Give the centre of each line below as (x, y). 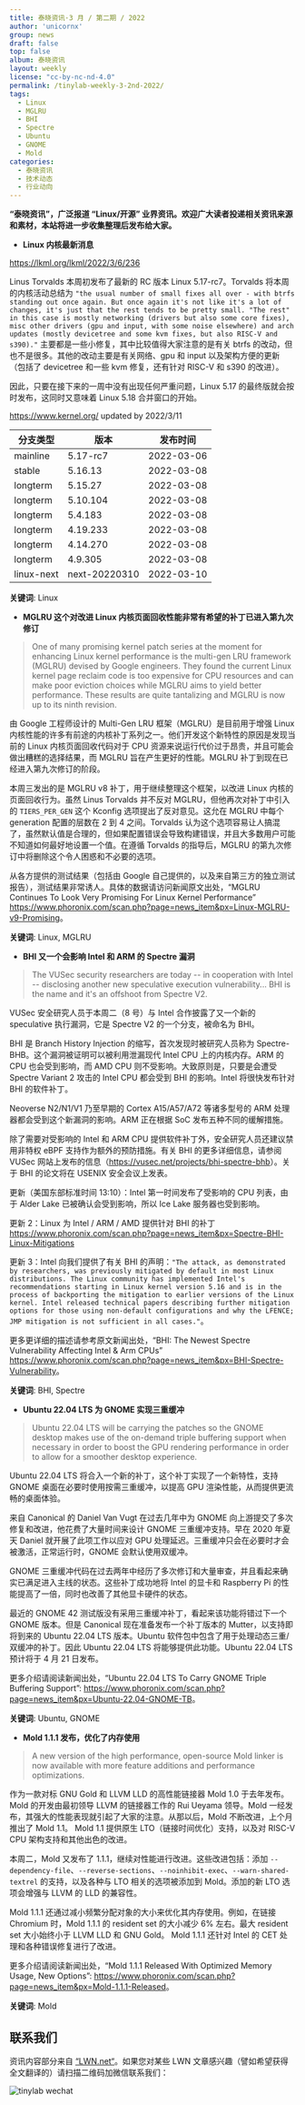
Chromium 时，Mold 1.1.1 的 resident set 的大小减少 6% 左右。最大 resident (149, 1924)
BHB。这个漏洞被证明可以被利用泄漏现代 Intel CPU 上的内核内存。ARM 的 (147, 1055)
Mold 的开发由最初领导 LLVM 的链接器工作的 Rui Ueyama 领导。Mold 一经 (148, 1806)
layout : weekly (38, 69)
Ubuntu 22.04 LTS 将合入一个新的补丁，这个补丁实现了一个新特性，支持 (144, 1476)
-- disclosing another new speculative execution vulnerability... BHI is (161, 984)
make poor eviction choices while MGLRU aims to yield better (147, 685)
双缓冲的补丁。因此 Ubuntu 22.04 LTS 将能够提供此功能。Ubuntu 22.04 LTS (151, 1647)
